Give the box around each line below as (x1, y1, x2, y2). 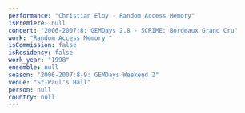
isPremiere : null (8, 19, 66, 27)
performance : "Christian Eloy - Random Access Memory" (8, 11, 195, 20)
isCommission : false (8, 41, 78, 49)
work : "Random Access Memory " (8, 33, 113, 42)
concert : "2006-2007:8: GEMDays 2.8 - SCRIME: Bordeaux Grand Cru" (8, 26, 239, 34)
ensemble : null (8, 64, 59, 72)
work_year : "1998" (8, 56, 70, 64)
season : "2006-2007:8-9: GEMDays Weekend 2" (8, 71, 159, 79)
